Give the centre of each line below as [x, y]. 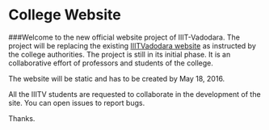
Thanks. [22, 118]
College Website [65, 15]
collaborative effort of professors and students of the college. [111, 63]
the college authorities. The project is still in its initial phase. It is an [120, 54]
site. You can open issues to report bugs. [77, 103]
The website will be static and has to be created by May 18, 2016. [117, 78]
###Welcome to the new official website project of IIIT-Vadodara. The [124, 37]
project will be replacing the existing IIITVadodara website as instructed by [132, 45]
